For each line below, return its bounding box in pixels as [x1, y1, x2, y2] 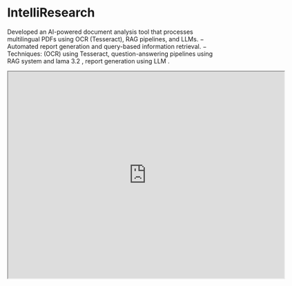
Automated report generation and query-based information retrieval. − [7, 42, 207, 50]
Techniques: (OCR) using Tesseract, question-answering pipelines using [7, 50, 213, 58]
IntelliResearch [7, 5, 95, 21]
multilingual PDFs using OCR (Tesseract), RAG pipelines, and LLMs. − [7, 34, 205, 43]
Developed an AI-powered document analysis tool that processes [7, 28, 193, 36]
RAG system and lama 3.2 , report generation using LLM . [7, 57, 171, 65]
